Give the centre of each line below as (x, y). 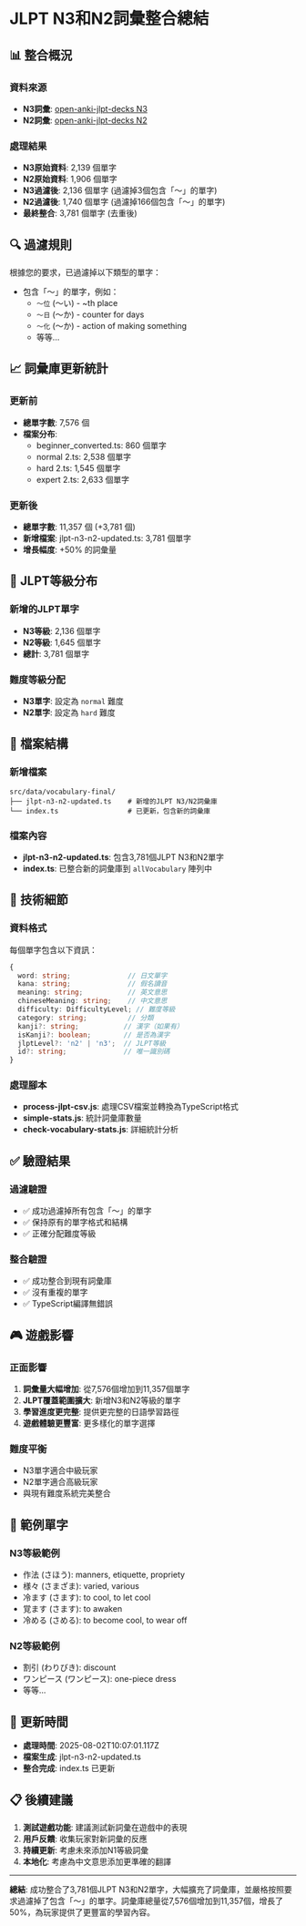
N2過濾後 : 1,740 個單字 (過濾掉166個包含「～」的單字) (124, 202)
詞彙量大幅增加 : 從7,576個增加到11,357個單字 (106, 1389)
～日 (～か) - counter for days (90, 314)
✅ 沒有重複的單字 (55, 1292)
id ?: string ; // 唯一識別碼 (94, 1052)
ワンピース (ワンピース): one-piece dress (99, 1679)
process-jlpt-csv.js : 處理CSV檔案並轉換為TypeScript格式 (131, 1107)
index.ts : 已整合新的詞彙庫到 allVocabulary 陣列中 (117, 868)
